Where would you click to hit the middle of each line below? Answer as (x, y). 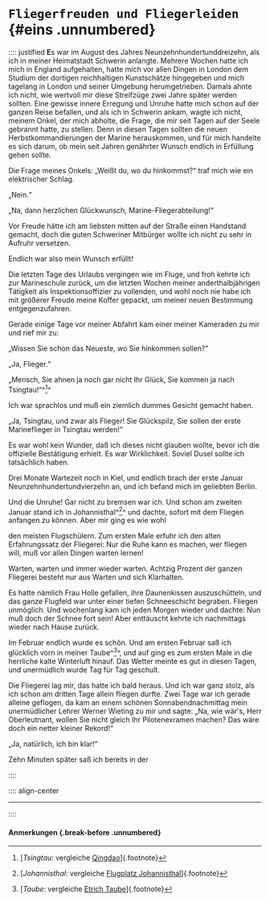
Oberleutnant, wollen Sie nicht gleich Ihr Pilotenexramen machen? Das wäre (134, 719)
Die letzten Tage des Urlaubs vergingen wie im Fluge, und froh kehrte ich (129, 274)
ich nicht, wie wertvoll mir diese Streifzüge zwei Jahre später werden (123, 94)
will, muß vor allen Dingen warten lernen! (76, 553)
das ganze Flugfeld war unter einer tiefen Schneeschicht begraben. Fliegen (133, 601)
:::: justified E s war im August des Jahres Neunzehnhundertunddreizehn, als (134, 52)
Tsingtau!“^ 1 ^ (30, 389)
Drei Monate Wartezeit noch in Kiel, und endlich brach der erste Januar (126, 477)
